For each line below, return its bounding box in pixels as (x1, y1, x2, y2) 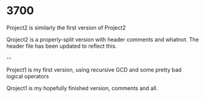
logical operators (6, 72, 49, 80)
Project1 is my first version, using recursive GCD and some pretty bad (6, 66, 182, 73)
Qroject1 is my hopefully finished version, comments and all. (6, 84, 158, 92)
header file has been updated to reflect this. (6, 42, 117, 50)
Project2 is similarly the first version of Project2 (6, 24, 126, 31)
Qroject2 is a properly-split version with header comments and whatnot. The (6, 36, 199, 43)
